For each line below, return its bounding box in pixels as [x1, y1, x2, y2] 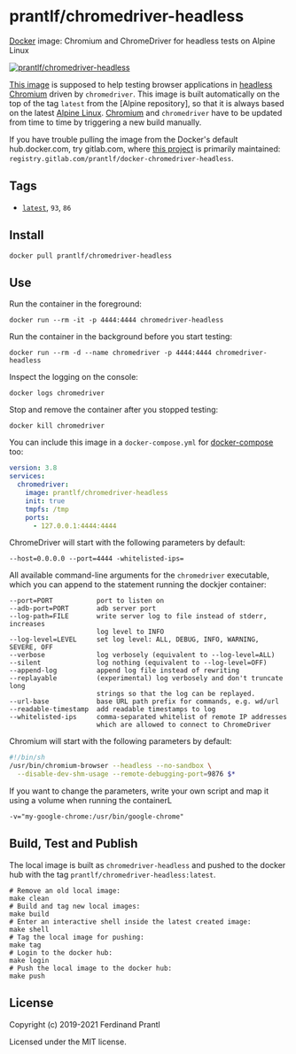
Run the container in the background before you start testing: [9, 331, 233, 342]
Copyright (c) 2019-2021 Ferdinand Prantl [9, 1019, 161, 1029]
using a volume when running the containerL [9, 795, 173, 805]
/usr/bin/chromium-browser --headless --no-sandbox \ [9, 762, 213, 771]
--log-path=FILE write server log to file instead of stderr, [9, 612, 268, 621]
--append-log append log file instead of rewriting [9, 666, 240, 675]
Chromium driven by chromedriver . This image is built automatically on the [9, 89, 281, 99]
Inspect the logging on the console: [9, 372, 139, 383]
